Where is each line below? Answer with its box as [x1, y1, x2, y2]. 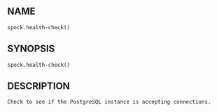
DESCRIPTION [7, 80, 70, 93]
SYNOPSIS [7, 43, 55, 55]
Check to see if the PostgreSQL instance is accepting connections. [7, 99, 211, 106]
